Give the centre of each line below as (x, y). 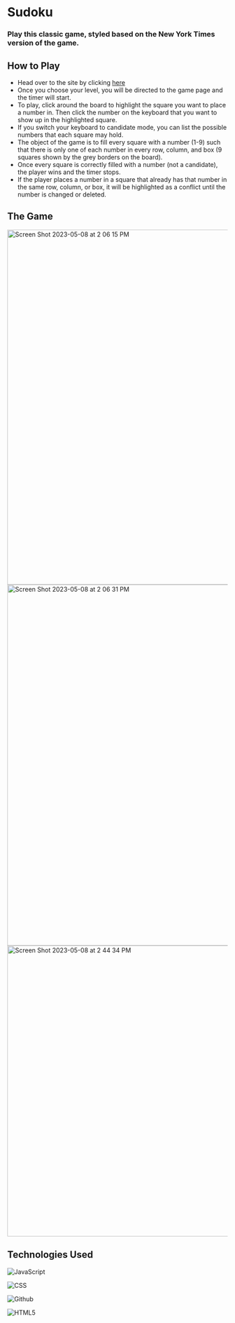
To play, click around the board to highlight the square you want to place (121, 105)
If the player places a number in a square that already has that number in (122, 179)
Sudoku (30, 12)
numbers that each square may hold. (70, 135)
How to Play (34, 66)
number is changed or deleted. (62, 194)
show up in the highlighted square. (67, 119)
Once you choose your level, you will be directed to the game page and (120, 90)
